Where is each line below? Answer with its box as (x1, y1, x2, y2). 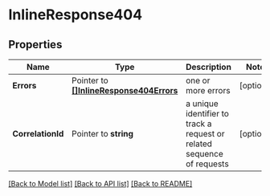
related (186, 138, 213, 149)
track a (186, 118, 212, 129)
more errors (186, 85, 231, 96)
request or (186, 129, 225, 139)
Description (186, 62, 231, 72)
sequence (186, 149, 223, 159)
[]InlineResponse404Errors (72, 85, 178, 96)
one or (186, 75, 211, 86)
